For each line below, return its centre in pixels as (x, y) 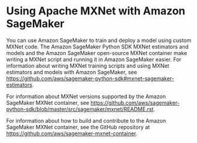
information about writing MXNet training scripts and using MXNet (88, 66)
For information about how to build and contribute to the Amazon (86, 120)
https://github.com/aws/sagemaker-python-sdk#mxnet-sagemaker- (90, 78)
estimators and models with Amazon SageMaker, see (72, 72)
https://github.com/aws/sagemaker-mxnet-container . (72, 133)
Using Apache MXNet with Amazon (96, 11)
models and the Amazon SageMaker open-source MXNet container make (97, 53)
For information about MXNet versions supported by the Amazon (86, 96)
